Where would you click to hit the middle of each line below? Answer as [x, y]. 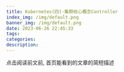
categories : [21, 39]
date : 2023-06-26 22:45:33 [40, 28]
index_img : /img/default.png [43, 17]
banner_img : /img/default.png [44, 23]
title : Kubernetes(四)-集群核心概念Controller [62, 12]
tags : [13, 34]
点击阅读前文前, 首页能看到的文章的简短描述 [60, 62]
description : [22, 45]
